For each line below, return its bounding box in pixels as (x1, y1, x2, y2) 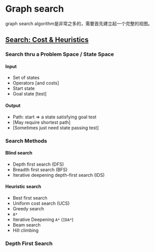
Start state (12, 85, 35, 91)
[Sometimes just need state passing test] (12, 124, 99, 131)
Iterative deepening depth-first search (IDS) (12, 172, 105, 178)
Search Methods (5, 137, 47, 144)
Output (5, 103, 21, 109)
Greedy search (12, 205, 44, 211)
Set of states (12, 75, 40, 81)
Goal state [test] (12, 91, 47, 97)
